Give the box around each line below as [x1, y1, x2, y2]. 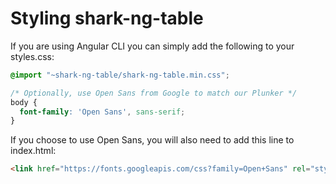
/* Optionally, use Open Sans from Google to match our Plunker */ [10, 88, 298, 98]
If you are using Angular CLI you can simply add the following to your [10, 40, 295, 52]
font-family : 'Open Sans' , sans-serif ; [19, 107, 186, 117]
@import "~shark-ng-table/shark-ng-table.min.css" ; [10, 70, 230, 80]
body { [10, 97, 38, 107]
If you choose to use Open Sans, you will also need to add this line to [10, 134, 295, 146]
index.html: [10, 145, 57, 157]
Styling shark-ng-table [10, 7, 204, 30]
